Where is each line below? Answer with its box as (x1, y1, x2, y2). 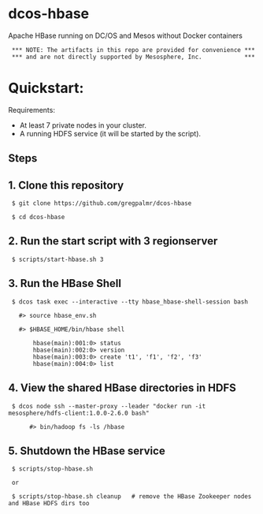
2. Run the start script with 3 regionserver (8, 234, 218, 248)
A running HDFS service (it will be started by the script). (19, 128, 202, 138)
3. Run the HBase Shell (8, 277, 122, 290)
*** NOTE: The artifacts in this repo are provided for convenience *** (11, 46, 256, 54)
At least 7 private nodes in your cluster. (19, 120, 147, 130)
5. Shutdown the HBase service (8, 444, 165, 457)
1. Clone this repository (8, 178, 124, 192)
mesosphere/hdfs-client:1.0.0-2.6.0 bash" (8, 409, 150, 417)
